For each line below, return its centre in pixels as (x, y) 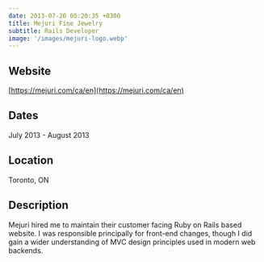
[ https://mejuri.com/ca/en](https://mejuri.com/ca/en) (96, 90)
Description (38, 205)
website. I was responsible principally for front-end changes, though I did (130, 233)
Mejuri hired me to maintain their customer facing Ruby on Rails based (125, 225)
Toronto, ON (29, 180)
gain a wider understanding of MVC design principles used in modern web (132, 242)
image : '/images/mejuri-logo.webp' (68, 38)
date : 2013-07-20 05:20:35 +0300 (65, 16)
